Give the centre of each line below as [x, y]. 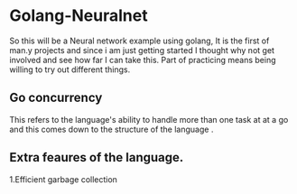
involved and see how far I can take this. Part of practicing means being [143, 60]
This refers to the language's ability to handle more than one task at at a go [149, 119]
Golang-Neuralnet [79, 16]
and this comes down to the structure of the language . [111, 129]
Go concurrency [56, 98]
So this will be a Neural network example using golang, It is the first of [139, 41]
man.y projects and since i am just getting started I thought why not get [142, 50]
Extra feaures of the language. [97, 157]
